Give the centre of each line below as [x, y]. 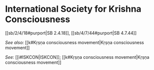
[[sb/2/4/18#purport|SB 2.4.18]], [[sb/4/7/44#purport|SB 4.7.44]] [71, 33]
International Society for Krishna [73, 9]
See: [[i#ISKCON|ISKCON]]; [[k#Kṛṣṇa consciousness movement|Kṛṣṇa [77, 57]
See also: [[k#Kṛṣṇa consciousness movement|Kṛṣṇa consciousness [75, 42]
